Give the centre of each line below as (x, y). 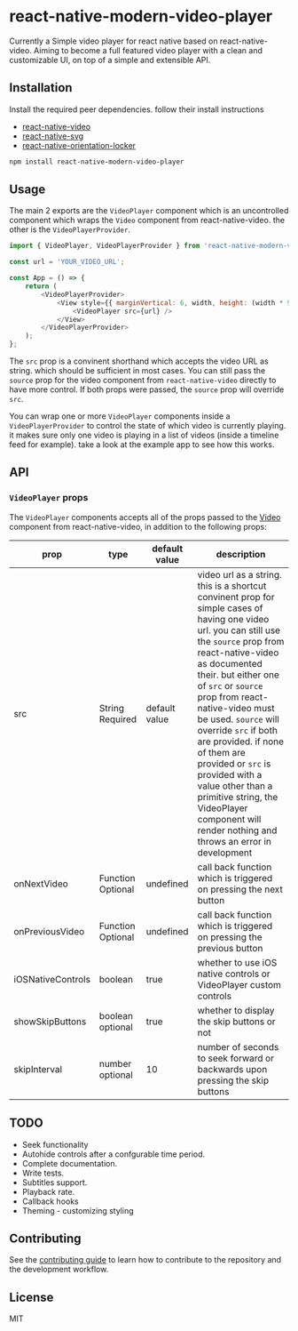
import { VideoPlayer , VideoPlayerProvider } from (105, 246)
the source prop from (241, 641)
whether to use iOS (237, 962)
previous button (230, 948)
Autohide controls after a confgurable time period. (114, 1154)
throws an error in (235, 841)
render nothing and (237, 830)
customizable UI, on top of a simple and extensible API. (110, 60)
